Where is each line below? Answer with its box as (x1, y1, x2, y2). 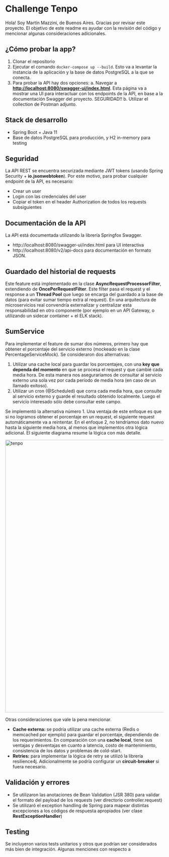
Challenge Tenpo (5, 3, 78, 15)
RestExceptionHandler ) (12, 813, 63, 819)
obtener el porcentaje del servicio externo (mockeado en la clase (5, 346, 140, 352)
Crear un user (12, 188, 42, 194)
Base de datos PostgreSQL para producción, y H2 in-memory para (12, 134, 151, 140)
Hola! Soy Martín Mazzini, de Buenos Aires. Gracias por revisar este (5, 20, 146, 26)
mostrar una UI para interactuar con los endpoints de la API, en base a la (12, 90, 163, 96)
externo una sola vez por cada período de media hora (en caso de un (12, 377, 156, 383)
